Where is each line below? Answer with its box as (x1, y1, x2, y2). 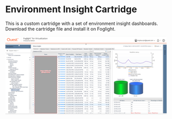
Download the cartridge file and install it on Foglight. (5, 25, 116, 32)
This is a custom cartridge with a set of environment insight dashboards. (5, 20, 158, 26)
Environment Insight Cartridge (5, 4, 137, 15)
